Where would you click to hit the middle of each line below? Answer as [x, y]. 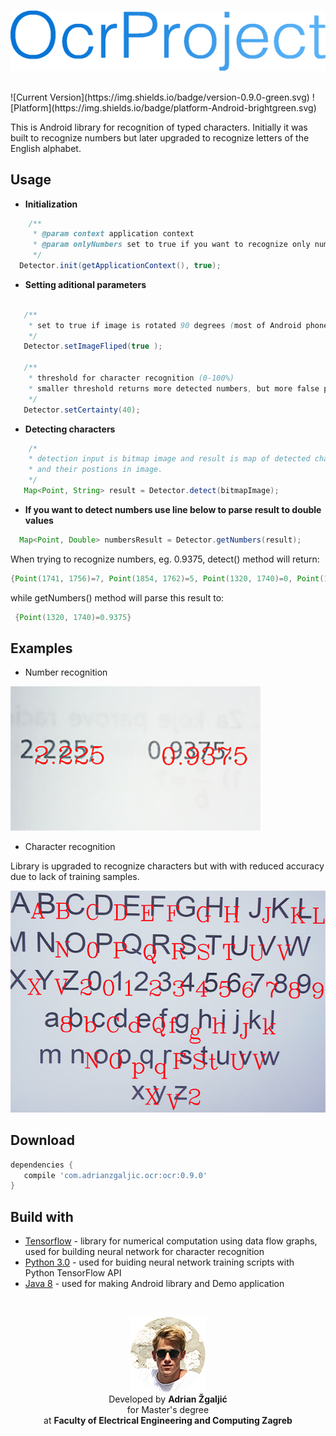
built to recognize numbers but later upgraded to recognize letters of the [160, 137]
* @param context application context [113, 234]
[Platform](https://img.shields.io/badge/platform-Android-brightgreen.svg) [163, 107]
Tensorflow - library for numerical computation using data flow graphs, [171, 1241]
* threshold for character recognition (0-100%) [131, 378]
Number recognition [66, 672]
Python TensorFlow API [73, 1273]
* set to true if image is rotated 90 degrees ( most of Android [165, 325]
